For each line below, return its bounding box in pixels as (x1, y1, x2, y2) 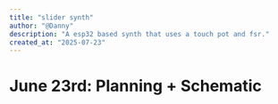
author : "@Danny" (9, 21, 74, 30)
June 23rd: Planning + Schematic (9, 76, 262, 96)
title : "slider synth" (9, 12, 94, 22)
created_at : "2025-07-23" (9, 37, 105, 47)
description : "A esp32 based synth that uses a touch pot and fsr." (9, 29, 270, 38)
